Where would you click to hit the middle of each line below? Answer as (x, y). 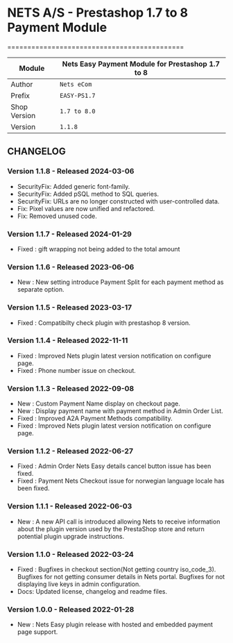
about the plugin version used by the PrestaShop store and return (111, 528)
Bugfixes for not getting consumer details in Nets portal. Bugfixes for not (121, 577)
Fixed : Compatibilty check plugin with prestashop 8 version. (104, 323)
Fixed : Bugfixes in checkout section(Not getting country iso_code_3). (116, 569)
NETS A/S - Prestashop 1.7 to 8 (98, 13)
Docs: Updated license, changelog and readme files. (92, 591)
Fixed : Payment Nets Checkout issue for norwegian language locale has (121, 481)
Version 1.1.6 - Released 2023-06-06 (71, 267)
